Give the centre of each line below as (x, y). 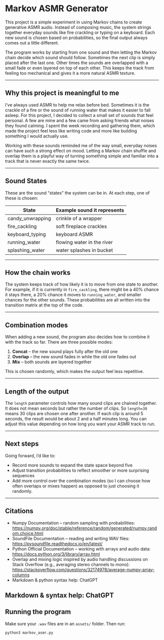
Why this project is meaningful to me (62, 93)
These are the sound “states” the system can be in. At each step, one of (77, 193)
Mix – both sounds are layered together (52, 362)
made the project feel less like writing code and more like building (71, 131)
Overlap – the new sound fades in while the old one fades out (74, 357)
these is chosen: (21, 198)
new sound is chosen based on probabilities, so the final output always (76, 38)
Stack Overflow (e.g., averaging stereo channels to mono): (71, 564)
